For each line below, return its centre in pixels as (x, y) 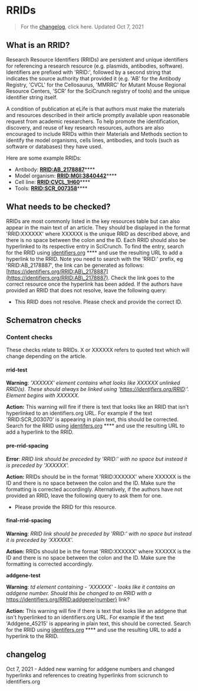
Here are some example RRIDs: (44, 158)
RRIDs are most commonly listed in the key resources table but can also (93, 221)
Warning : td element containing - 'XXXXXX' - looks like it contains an (91, 587)
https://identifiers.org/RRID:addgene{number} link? (68, 599)
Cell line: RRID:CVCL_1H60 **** (52, 182)
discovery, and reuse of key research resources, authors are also (85, 127)
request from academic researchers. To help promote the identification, (93, 121)
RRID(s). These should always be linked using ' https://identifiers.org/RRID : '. (98, 389)
